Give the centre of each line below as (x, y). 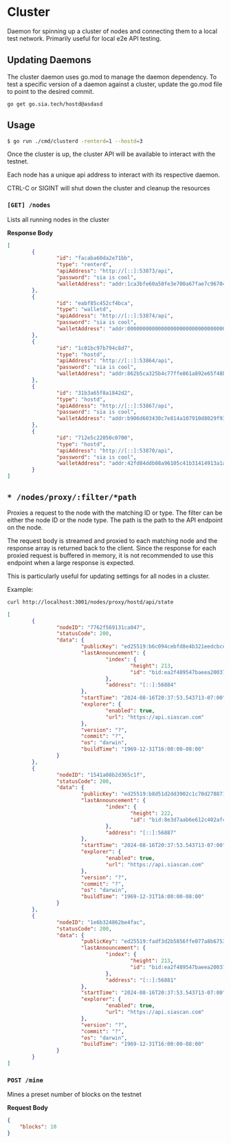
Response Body (30, 232)
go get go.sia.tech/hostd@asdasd (55, 104)
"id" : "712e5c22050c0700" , (95, 438)
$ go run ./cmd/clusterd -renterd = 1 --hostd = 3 (75, 141)
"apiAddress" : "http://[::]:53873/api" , (115, 271)
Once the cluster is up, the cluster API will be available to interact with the (111, 154)
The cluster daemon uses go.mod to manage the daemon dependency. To (112, 77)
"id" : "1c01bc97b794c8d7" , (95, 348)
